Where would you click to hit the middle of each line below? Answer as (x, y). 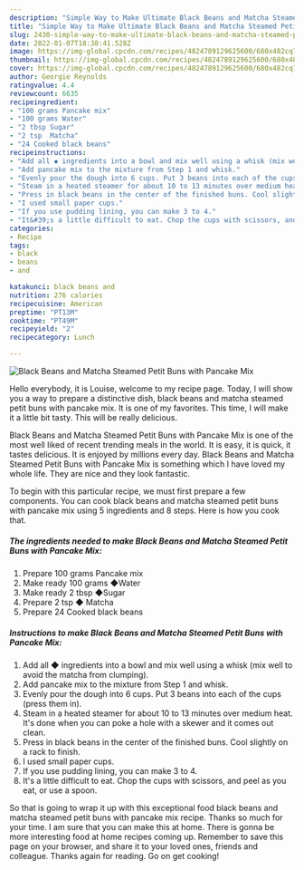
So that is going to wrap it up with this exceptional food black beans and (144, 807)
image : (22, 52)
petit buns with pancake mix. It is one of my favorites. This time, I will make (149, 408)
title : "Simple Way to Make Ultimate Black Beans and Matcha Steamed (143, 26)
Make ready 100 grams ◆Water (81, 583)
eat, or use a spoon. (60, 790)
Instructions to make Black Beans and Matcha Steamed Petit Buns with (146, 633)
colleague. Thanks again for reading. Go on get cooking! (114, 855)
